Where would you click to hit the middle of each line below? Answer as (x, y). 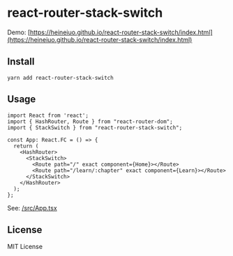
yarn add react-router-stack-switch (60, 78)
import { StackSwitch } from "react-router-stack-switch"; (95, 127)
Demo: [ (19, 32)
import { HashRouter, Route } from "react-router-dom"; (90, 121)
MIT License (25, 247)
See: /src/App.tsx (32, 208)
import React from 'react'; (48, 115)
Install (21, 62)
